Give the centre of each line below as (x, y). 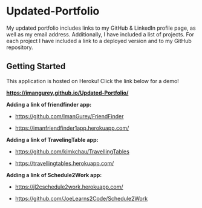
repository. (20, 47)
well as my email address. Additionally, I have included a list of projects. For (100, 34)
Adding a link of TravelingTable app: (52, 139)
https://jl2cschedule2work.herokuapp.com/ (69, 187)
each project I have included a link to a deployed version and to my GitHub (99, 41)
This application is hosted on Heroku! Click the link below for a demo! (93, 81)
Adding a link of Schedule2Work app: (54, 175)
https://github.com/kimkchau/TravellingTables (72, 151)
